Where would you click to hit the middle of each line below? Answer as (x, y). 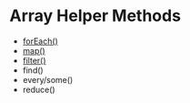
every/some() (48, 79)
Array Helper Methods (95, 16)
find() (33, 70)
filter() (35, 60)
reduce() (39, 89)
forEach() (40, 41)
